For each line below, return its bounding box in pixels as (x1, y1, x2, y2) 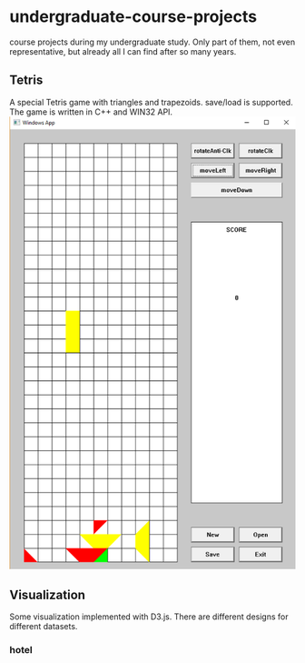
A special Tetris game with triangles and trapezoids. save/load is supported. (9, 96, 293, 107)
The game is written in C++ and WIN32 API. (9, 106, 173, 117)
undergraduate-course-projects (9, 6, 257, 27)
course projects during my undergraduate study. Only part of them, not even (9, 36, 296, 47)
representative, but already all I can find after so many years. (9, 45, 237, 56)
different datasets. (9, 621, 78, 631)
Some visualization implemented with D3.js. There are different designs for (9, 611, 289, 622)
